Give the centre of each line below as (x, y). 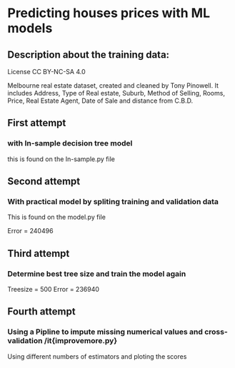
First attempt (37, 123)
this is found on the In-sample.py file (61, 159)
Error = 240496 (30, 231)
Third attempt (39, 254)
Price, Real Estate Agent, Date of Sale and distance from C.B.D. (100, 101)
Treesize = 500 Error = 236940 (54, 290)
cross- (216, 332)
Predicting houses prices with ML (109, 13)
